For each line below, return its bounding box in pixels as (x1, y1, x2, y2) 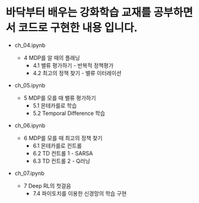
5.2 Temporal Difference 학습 (32, 109, 106, 117)
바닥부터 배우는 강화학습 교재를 (5, 6, 151, 20)
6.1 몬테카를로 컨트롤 (32, 142, 82, 149)
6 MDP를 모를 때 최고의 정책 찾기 (23, 134, 103, 141)
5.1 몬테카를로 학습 (32, 102, 77, 109)
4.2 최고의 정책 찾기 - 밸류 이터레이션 (32, 69, 121, 76)
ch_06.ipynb (14, 122, 46, 129)
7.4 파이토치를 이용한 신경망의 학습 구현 (32, 190, 127, 197)
